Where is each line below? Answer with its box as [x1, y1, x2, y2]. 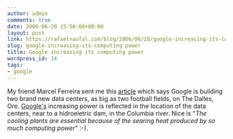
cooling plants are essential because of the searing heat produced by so [7, 116, 216, 124]
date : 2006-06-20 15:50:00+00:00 [7, 23, 104, 30]
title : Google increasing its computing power [7, 49, 144, 56]
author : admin [7, 10, 49, 17]
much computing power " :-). [7, 124, 89, 132]
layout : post [7, 29, 45, 37]
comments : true [7, 17, 51, 24]
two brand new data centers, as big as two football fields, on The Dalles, [7, 94, 214, 102]
